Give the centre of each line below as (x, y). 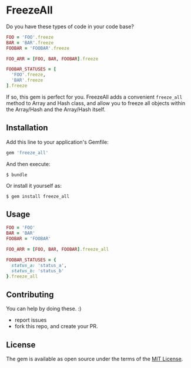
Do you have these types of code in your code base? (70, 26)
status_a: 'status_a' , (39, 265)
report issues (31, 320)
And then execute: (28, 164)
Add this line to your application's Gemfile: (57, 142)
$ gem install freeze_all (38, 196)
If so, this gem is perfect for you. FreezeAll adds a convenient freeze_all (94, 97)
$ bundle (17, 175)
